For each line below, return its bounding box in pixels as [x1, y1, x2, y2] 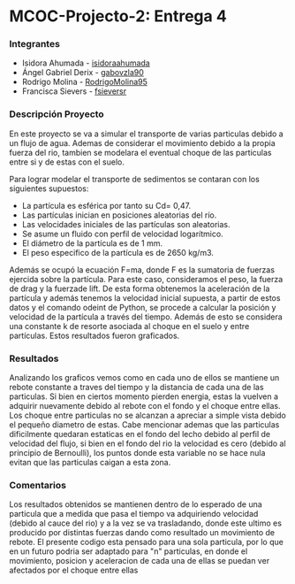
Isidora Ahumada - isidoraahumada [21, 58, 150, 68]
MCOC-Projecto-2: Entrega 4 [9, 6, 227, 27]
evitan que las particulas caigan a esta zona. [9, 457, 171, 468]
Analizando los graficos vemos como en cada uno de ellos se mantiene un [9, 373, 280, 383]
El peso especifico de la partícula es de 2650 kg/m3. [21, 247, 215, 257]
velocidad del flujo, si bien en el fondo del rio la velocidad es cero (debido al [9, 438, 286, 449]
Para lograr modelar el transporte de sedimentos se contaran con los [9, 173, 261, 184]
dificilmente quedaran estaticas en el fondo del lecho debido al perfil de [9, 429, 271, 440]
